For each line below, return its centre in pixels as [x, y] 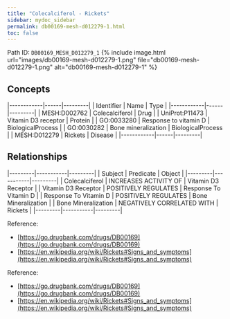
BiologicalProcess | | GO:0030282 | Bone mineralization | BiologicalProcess [115, 128]
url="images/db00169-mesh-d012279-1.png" [72, 60]
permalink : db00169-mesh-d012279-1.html [67, 26]
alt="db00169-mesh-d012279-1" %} [106, 67]
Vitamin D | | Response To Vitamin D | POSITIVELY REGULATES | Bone [107, 195]
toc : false [23, 33]
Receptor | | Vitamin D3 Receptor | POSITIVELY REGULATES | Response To [114, 188]
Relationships [37, 157]
